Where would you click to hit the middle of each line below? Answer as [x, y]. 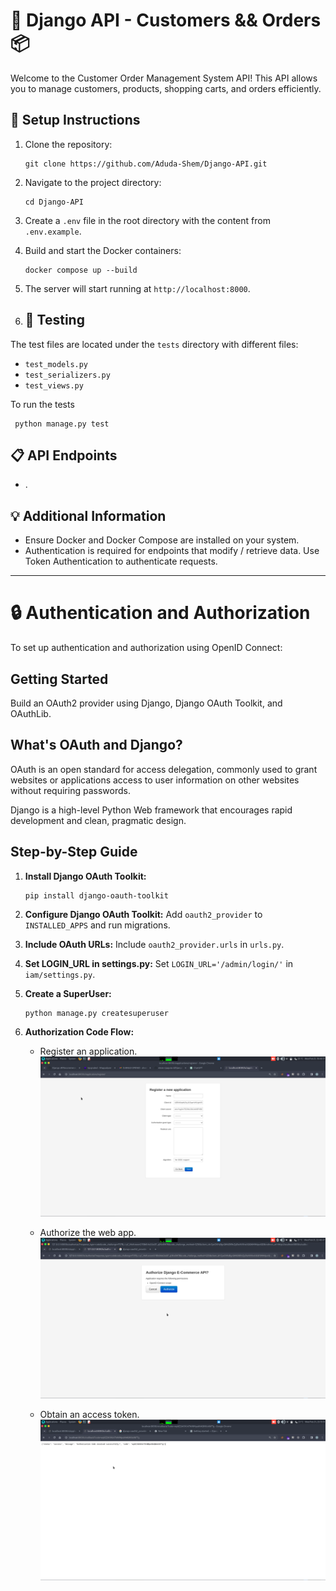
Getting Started [59, 679]
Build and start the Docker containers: [103, 250]
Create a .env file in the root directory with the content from [147, 220]
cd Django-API [54, 202]
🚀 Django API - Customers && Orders [166, 20]
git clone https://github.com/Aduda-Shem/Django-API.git [146, 164]
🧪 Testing [54, 320]
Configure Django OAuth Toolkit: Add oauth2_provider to [143, 914]
